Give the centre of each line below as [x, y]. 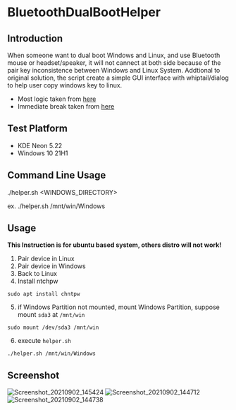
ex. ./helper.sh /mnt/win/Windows [56, 206]
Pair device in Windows [51, 266]
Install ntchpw [38, 281]
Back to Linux [37, 274]
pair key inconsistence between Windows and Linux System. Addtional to [114, 70]
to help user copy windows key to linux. [65, 85]
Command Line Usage [57, 175]
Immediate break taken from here [66, 106]
